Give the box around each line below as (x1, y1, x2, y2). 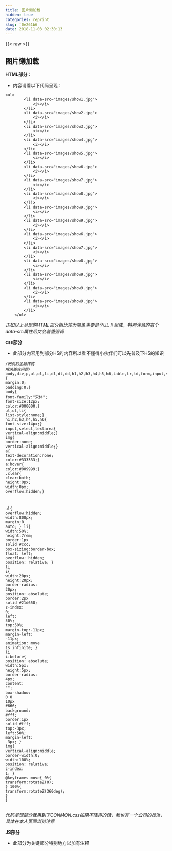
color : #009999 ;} (5, 466, 40, 472)
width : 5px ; (5, 663, 29, 668)
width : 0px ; (5, 484, 29, 490)
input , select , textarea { (5, 426, 56, 431)
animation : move (5, 640, 40, 646)
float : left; (5, 551, 33, 556)
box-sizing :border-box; (5, 546, 56, 552)
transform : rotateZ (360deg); (5, 788, 66, 794)
